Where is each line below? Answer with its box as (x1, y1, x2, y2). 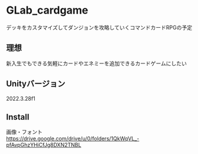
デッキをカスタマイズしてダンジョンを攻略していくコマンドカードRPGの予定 (6, 24, 193, 31)
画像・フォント (6, 129, 43, 136)
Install (6, 112, 30, 122)
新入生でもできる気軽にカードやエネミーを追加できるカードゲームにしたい (6, 60, 187, 67)
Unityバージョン (6, 79, 66, 89)
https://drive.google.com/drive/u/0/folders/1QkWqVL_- (6, 135, 139, 142)
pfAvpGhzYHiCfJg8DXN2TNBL (6, 142, 82, 149)
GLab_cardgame (6, 4, 89, 17)
